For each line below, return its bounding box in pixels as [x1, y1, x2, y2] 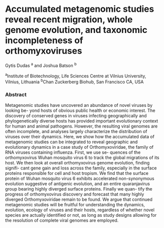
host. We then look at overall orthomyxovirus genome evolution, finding [5, 160, 150, 166]
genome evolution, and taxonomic [5, 25, 148, 35]
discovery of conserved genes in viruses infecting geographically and [5, 113, 147, 119]
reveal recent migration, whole [5, 14, 133, 25]
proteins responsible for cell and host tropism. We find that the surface [5, 170, 149, 176]
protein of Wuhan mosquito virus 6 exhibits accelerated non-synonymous [5, 176, 155, 182]
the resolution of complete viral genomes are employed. [5, 218, 119, 224]
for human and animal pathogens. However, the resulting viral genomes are [5, 123, 158, 129]
